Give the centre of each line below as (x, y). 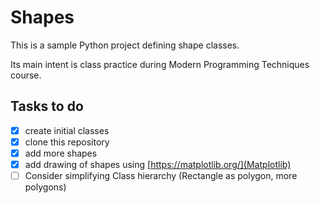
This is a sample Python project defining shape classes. (125, 45)
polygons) (45, 187)
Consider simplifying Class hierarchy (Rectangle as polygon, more (161, 175)
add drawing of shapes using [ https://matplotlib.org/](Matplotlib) (158, 164)
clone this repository (67, 142)
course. (26, 75)
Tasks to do (47, 106)
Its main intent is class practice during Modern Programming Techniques (160, 64)
